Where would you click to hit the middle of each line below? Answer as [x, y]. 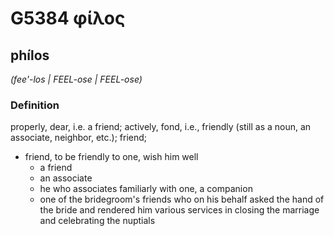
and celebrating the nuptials [97, 221]
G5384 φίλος [68, 18]
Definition [35, 105]
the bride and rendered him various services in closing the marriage [179, 210]
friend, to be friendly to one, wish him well [111, 157]
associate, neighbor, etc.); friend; [78, 138]
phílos [30, 55]
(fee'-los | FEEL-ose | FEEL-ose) [76, 79]
